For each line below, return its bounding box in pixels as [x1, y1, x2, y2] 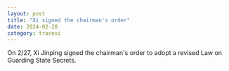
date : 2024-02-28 [7, 23, 58, 30]
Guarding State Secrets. [7, 56, 77, 65]
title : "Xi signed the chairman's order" [7, 17, 131, 24]
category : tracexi [7, 29, 61, 37]
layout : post [7, 10, 46, 17]
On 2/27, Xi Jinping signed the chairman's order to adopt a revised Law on [7, 49, 223, 57]
